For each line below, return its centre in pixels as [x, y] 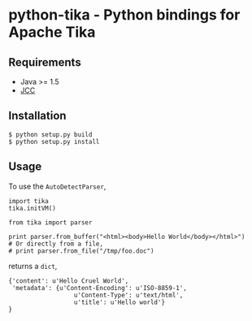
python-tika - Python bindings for [124, 15]
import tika [28, 201]
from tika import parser [50, 222]
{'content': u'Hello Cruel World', [69, 281]
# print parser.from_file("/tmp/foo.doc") [81, 251]
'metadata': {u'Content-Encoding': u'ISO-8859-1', [99, 288]
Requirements [45, 62]
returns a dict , [33, 266]
